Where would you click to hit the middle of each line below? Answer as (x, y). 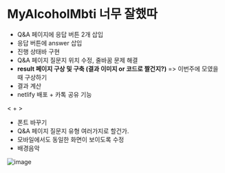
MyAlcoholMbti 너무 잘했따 (83, 14)
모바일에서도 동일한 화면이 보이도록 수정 (71, 139)
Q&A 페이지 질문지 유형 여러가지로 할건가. (73, 130)
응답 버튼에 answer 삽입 (50, 43)
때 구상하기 (32, 77)
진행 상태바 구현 (38, 51)
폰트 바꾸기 (32, 122)
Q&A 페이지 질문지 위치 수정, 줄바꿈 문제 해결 (77, 60)
